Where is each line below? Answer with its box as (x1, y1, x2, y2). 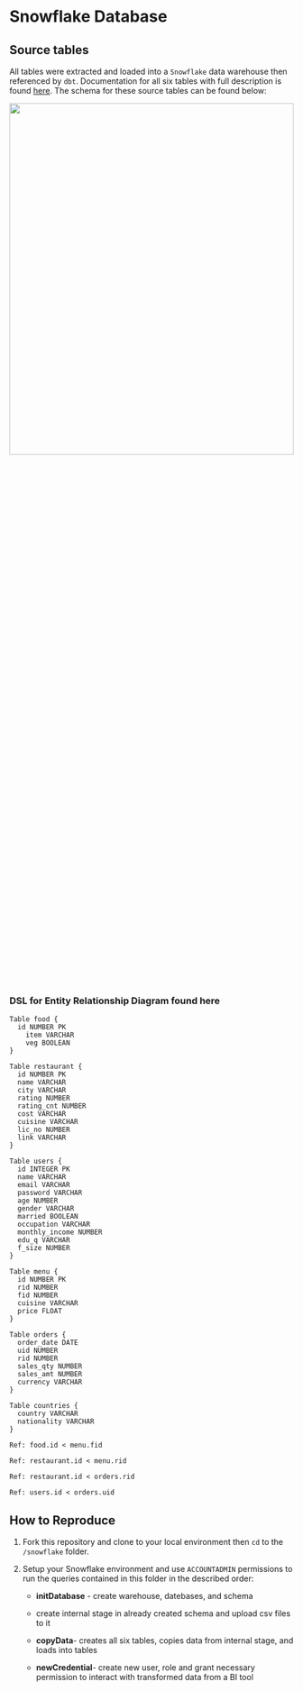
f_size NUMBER (17, 1244, 70, 1253)
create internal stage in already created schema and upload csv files (35, 1608, 291, 1619)
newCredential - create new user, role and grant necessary (35, 1662, 255, 1673)
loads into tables (35, 1645, 97, 1656)
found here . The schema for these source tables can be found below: (9, 86, 268, 96)
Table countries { (9, 1402, 78, 1411)
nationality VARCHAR (17, 1417, 95, 1426)
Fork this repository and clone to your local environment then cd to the (22, 1537, 284, 1548)
